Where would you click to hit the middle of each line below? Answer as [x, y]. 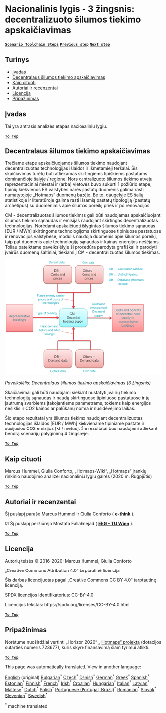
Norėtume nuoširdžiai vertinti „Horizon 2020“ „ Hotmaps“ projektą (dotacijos [83, 642]
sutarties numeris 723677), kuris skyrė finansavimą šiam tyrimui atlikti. [77, 647]
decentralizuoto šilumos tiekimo [73, 20]
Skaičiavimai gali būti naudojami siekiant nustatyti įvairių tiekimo [71, 393]
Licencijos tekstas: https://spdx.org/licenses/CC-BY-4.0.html [67, 604]
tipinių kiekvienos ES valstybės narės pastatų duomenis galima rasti [75, 190]
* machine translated [26, 705]
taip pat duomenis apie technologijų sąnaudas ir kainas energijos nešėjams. [83, 242]
